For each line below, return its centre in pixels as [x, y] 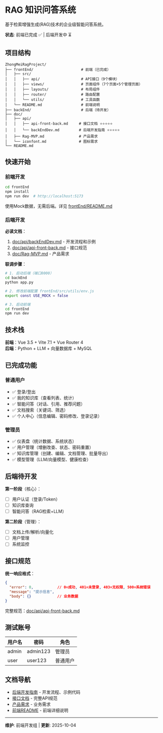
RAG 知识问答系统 [41, 10]
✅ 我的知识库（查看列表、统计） [44, 398]
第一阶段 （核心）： [23, 489]
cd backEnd [16, 278]
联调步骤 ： [16, 264]
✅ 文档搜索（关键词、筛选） [40, 410]
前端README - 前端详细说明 [40, 710]
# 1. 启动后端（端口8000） [29, 273]
